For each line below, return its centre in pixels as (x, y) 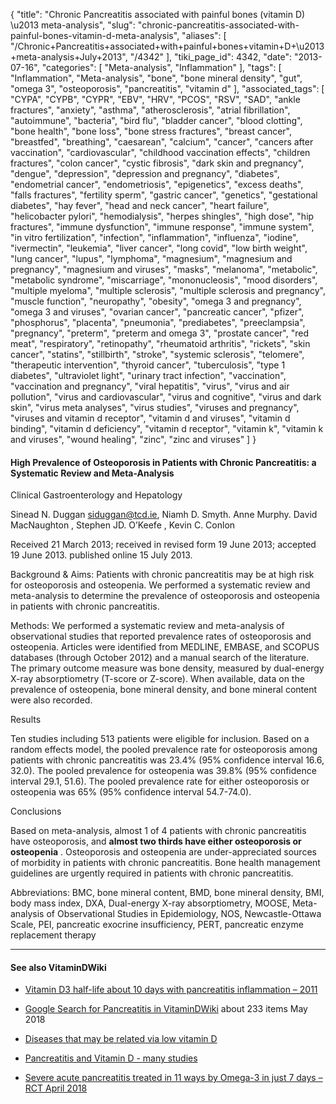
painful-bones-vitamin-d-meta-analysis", (95, 35)
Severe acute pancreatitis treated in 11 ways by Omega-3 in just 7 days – (173, 1078)
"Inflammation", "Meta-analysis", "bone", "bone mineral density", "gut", (156, 78)
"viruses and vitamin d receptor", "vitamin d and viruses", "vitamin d (150, 418)
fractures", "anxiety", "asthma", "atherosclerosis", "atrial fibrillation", (150, 110)
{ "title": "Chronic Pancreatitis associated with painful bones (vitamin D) (158, 14)
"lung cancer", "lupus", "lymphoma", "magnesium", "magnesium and (151, 258)
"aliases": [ (204, 35)
